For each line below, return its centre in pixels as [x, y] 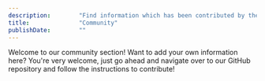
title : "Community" [63, 23]
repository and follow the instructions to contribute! [91, 69]
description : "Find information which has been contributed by [127, 15]
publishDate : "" [47, 30]
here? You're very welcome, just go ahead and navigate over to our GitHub [129, 61]
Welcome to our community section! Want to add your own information [123, 53]
